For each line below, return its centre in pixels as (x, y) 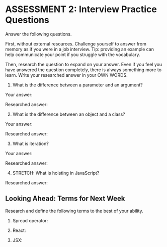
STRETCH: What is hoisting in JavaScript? (56, 173)
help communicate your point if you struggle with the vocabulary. (73, 55)
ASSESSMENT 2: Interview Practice (81, 9)
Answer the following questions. (38, 34)
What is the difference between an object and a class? (69, 114)
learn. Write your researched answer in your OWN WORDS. (66, 75)
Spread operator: (30, 220)
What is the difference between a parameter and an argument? (77, 85)
